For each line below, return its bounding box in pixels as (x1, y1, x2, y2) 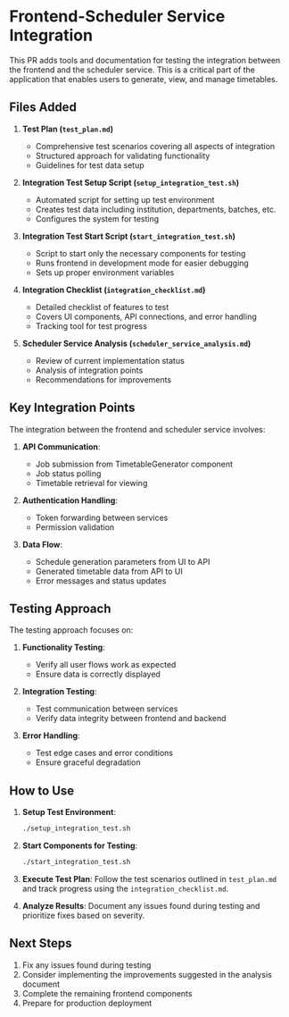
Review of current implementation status (35, 355, 185, 366)
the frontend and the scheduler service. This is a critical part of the (9, 64, 256, 75)
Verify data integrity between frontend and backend (35, 713, 227, 724)
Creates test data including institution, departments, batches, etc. (35, 204, 277, 214)
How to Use (9, 783, 75, 798)
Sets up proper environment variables (35, 266, 175, 278)
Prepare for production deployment (21, 997, 153, 1008)
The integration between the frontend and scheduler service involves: (9, 424, 266, 434)
